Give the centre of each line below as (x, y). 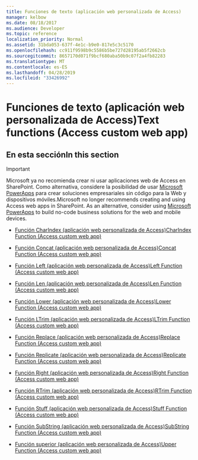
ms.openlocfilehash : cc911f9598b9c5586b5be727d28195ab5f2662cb (86, 51)
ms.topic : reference (32, 34)
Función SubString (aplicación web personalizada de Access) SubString (102, 427)
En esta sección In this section (63, 154)
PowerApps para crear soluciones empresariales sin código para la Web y (96, 193)
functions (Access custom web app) (97, 133)
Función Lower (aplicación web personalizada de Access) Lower (93, 302)
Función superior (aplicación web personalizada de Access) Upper (95, 445)
